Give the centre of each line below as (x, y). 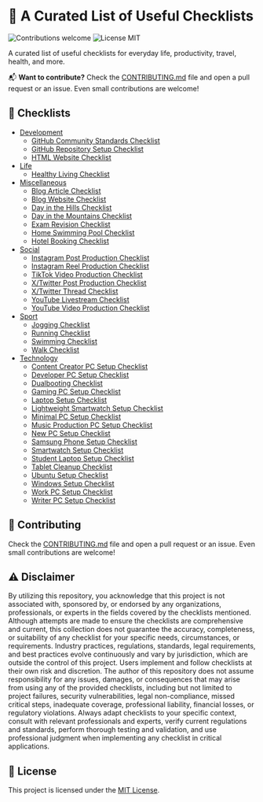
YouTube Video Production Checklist (90, 308)
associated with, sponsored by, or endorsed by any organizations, (115, 604)
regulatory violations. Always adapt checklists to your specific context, (122, 713)
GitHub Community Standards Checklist (96, 140)
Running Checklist (60, 333)
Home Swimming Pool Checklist (83, 232)
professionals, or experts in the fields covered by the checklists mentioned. (130, 612)
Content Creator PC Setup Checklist (89, 366)
